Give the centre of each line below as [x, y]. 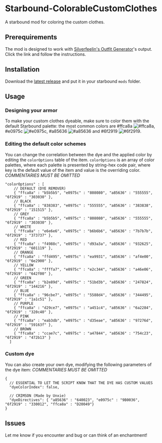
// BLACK [23, 201]
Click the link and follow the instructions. [46, 54]
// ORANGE [24, 252]
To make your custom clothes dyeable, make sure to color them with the [77, 121]
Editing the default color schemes [46, 144]
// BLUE [21, 291]
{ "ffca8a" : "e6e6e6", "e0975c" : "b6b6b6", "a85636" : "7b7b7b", [83, 231]
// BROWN [23, 329]
